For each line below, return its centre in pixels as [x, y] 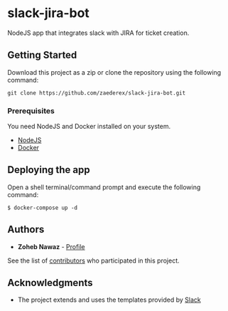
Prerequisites [31, 110]
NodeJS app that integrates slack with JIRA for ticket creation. [98, 33]
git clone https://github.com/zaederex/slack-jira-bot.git [97, 93]
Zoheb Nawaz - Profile [51, 246]
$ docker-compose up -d [43, 208]
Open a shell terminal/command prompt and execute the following [104, 187]
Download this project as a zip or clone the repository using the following [114, 72]
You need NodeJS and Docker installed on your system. [89, 127]
